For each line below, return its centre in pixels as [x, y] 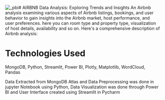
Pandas [13, 72]
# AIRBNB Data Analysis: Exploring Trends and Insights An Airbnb [85, 8]
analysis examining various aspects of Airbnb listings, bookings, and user [79, 13]
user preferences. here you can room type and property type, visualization [81, 23]
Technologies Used [45, 53]
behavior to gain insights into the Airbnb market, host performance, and [78, 18]
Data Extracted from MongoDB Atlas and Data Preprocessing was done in [80, 81]
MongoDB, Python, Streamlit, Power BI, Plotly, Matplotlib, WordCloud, [75, 67]
